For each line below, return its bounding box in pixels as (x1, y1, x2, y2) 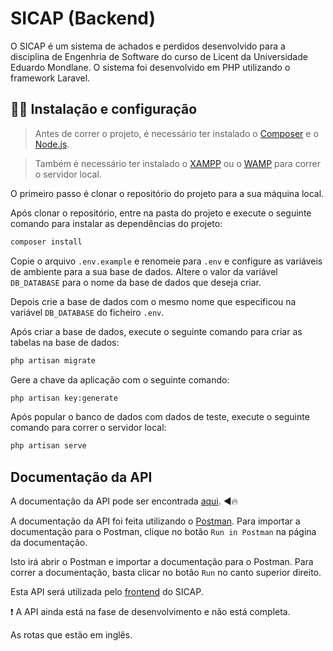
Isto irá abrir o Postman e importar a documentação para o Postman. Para (10, 556, 314, 568)
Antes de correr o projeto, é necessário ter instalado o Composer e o (34, 127, 319, 139)
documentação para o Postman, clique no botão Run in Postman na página (10, 526, 317, 538)
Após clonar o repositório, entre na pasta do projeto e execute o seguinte (10, 207, 312, 219)
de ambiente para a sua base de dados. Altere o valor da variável (10, 265, 278, 277)
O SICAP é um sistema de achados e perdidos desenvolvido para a (10, 40, 286, 52)
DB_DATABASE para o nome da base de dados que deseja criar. (10, 276, 262, 288)
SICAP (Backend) (10, 7, 157, 30)
